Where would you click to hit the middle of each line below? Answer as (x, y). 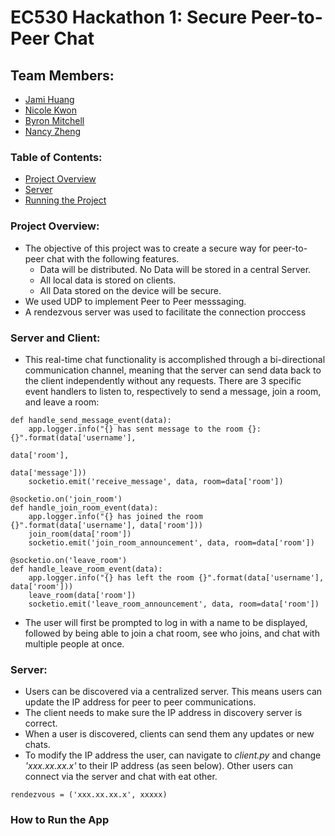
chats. (37, 745)
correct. (41, 723)
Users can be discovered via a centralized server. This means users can (173, 692)
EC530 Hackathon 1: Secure (129, 17)
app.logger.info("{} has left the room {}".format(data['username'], (176, 577)
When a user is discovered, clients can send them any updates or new (169, 734)
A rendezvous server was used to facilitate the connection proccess (165, 312)
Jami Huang (49, 99)
